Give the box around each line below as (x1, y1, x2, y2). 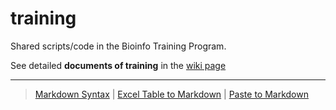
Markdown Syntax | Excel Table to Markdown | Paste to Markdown (34, 88, 309, 100)
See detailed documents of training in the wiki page (10, 59, 227, 71)
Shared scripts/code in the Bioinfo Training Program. (10, 40, 227, 52)
